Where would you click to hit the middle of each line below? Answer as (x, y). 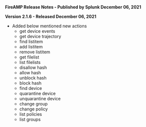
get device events (37, 31)
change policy (34, 109)
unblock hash (33, 78)
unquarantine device (40, 99)
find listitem (31, 42)
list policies (31, 114)
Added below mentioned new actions (49, 26)
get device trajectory (40, 36)
